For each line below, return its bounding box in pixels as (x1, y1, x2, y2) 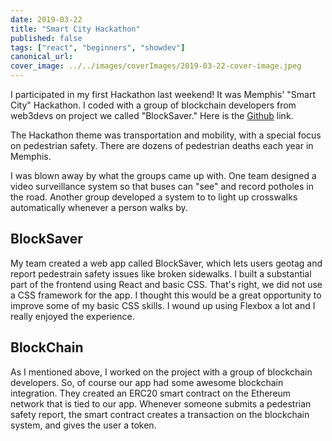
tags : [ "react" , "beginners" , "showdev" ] (10, 42, 186, 53)
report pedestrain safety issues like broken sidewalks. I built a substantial (10, 267, 312, 280)
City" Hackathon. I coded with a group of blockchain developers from (10, 99, 297, 111)
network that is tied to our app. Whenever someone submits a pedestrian (10, 397, 312, 410)
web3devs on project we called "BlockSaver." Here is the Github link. (10, 110, 294, 121)
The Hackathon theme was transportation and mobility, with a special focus (10, 129, 322, 141)
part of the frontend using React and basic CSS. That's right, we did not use (10, 278, 323, 290)
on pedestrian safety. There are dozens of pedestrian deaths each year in (10, 140, 314, 151)
